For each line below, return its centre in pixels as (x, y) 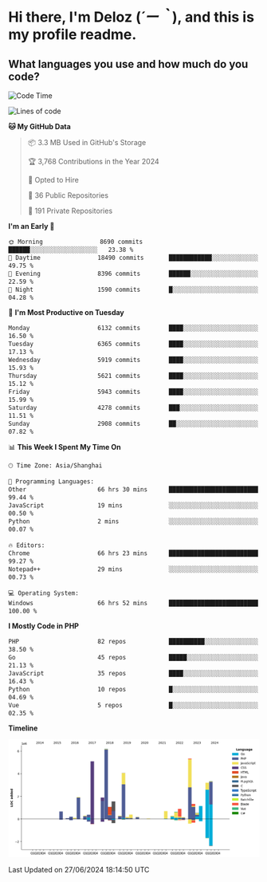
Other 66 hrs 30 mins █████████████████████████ (133, 490)
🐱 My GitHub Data (40, 126)
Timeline (23, 728)
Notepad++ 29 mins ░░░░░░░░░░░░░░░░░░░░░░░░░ (133, 569)
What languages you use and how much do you (128, 64)
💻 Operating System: (44, 593)
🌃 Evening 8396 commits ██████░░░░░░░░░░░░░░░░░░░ (133, 274)
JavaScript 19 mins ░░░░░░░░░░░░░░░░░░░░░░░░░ (133, 506)
